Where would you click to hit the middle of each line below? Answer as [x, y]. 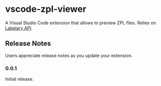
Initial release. [19, 79]
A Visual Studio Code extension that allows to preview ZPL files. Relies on [80, 23]
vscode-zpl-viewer [46, 9]
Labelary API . [19, 28]
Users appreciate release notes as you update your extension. [69, 55]
